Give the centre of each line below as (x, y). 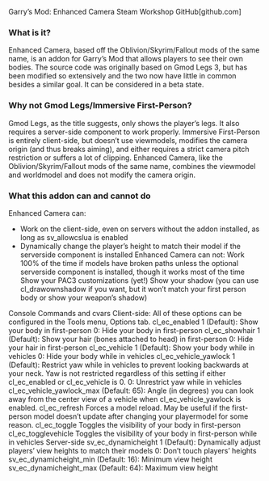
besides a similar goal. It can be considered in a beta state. (106, 85)
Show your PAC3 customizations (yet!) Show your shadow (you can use (139, 280)
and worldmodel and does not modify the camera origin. (102, 175)
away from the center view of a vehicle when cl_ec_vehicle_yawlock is (125, 399)
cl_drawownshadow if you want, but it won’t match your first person (133, 289)
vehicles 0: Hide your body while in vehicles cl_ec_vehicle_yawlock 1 (122, 356)
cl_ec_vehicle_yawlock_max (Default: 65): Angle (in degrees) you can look (131, 390)
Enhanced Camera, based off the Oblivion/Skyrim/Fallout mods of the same (134, 50)
